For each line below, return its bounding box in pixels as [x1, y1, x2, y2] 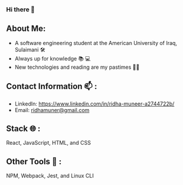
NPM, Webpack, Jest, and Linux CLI [6, 172, 94, 180]
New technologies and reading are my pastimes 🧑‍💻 [14, 63, 140, 71]
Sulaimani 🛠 [14, 46, 46, 53]
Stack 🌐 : [6, 123, 41, 133]
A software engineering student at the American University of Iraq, [14, 39, 178, 46]
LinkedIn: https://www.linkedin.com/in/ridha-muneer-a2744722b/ [14, 100, 175, 107]
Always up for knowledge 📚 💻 [14, 55, 91, 62]
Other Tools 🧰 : [6, 157, 62, 167]
